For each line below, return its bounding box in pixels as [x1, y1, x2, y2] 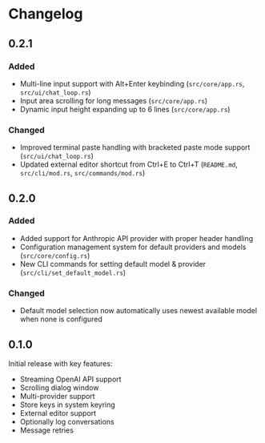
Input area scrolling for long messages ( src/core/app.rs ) [19, 95, 208, 105]
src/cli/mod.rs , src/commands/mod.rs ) [19, 168, 146, 178]
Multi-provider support [19, 391, 95, 401]
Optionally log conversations [19, 417, 114, 426]
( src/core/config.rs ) [19, 250, 90, 260]
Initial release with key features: [8, 358, 113, 368]
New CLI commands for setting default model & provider [19, 259, 207, 268]
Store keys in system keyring [19, 400, 116, 409]
